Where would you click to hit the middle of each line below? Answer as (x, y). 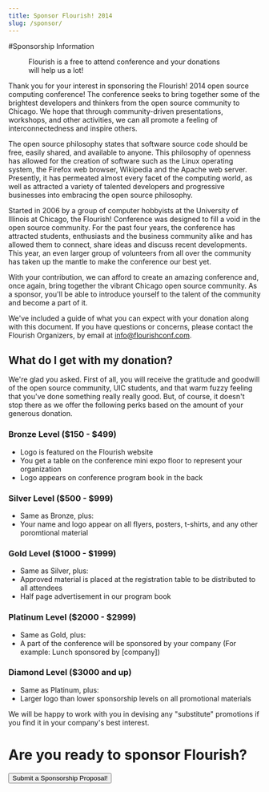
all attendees (41, 588)
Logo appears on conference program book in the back (111, 477)
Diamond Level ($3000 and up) (70, 673)
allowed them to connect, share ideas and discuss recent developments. (128, 244)
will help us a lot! (56, 70)
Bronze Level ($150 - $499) (62, 434)
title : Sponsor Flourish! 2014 (60, 16)
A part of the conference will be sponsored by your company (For (128, 643)
